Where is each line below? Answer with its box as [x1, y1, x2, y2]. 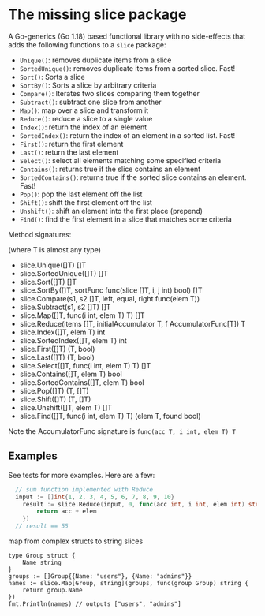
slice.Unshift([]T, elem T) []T [19, 402, 113, 412]
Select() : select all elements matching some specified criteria [19, 155, 222, 165]
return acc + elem [36, 507, 97, 516]
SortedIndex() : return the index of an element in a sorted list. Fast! [19, 130, 236, 140]
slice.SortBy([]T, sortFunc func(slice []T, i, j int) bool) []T [19, 286, 203, 295]
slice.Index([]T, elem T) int [19, 327, 106, 337]
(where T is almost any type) [8, 245, 101, 254]
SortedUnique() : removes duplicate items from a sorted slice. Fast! [19, 63, 236, 73]
